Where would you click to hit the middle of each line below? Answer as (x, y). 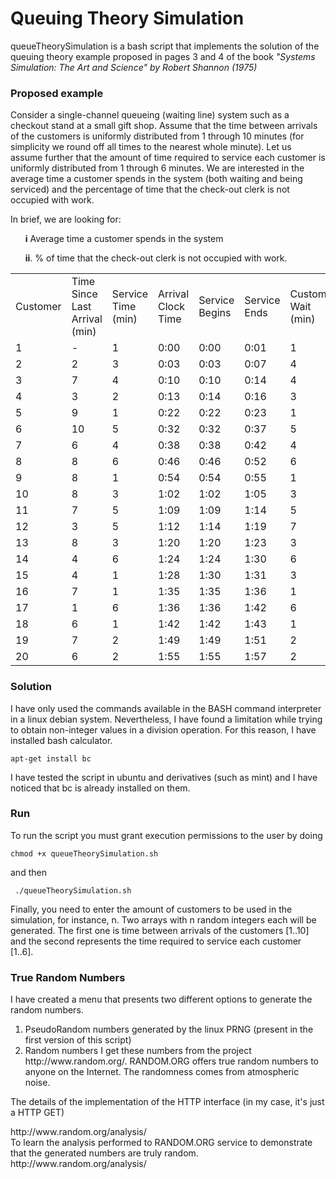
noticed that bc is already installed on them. (100, 788)
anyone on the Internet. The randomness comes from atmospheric (162, 1072)
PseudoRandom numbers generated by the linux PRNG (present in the (169, 1029)
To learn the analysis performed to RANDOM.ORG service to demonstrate (161, 1143)
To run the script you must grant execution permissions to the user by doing (166, 835)
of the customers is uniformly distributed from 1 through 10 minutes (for (157, 136)
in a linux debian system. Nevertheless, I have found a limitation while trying (166, 719)
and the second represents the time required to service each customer (156, 941)
